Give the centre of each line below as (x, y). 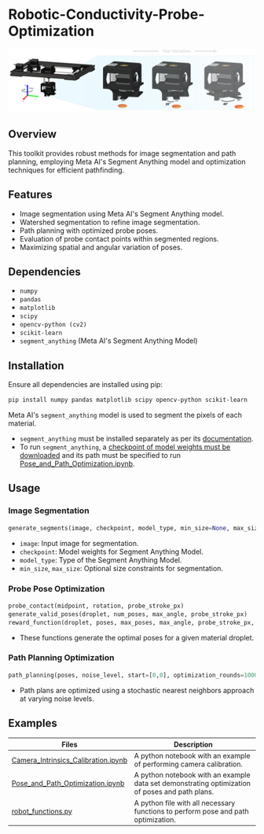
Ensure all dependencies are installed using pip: (86, 385)
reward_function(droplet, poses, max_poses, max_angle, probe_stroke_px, (132, 622)
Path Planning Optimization (61, 658)
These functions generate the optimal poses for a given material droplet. (137, 637)
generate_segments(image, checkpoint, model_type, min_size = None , (119, 528)
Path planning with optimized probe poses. (89, 231)
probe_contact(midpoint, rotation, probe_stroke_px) (96, 606)
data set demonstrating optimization (192, 784)
